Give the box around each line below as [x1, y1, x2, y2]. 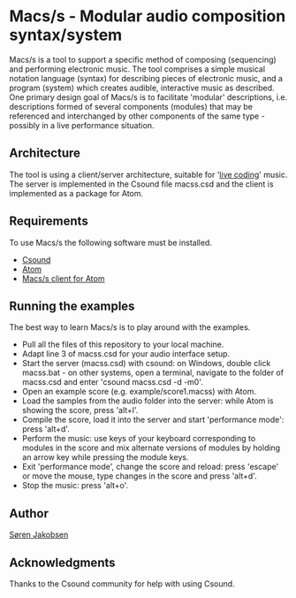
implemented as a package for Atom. [9, 188, 144, 198]
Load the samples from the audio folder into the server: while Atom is [21, 395, 274, 406]
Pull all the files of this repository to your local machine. [21, 339, 224, 350]
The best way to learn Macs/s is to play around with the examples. [9, 322, 251, 333]
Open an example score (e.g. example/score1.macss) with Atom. [21, 387, 256, 397]
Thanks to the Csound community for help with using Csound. [9, 579, 236, 589]
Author [9, 506, 49, 521]
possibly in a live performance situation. [9, 119, 155, 130]
